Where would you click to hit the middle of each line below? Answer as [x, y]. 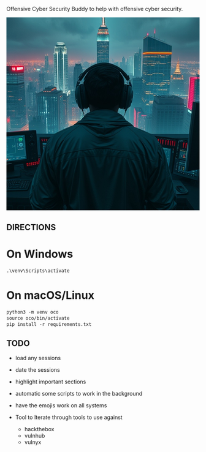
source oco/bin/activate [38, 318]
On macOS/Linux [51, 295]
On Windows [40, 254]
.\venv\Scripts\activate [38, 271]
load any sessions [38, 358]
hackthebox [39, 429]
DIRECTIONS [31, 228]
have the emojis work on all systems [61, 405]
